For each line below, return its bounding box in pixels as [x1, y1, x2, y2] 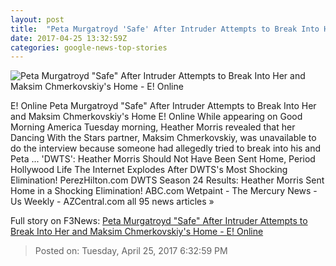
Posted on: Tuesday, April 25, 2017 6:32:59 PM [34, 245, 228, 257]
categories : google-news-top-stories [10, 42, 168, 53]
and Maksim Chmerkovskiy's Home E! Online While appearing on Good [10, 111, 303, 123]
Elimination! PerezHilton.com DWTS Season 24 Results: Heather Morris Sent [10, 174, 325, 186]
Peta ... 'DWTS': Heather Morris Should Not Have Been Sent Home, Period [10, 153, 316, 165]
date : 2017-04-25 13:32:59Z [10, 33, 128, 43]
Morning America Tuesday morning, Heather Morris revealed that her [10, 121, 296, 133]
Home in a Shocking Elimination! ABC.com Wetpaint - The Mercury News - [10, 185, 318, 197]
